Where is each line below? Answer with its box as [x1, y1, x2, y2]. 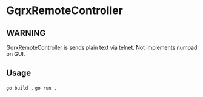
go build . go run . [6, 85, 57, 91]
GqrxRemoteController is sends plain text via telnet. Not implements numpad [6, 44, 198, 51]
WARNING [6, 28, 46, 38]
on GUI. [6, 50, 25, 58]
